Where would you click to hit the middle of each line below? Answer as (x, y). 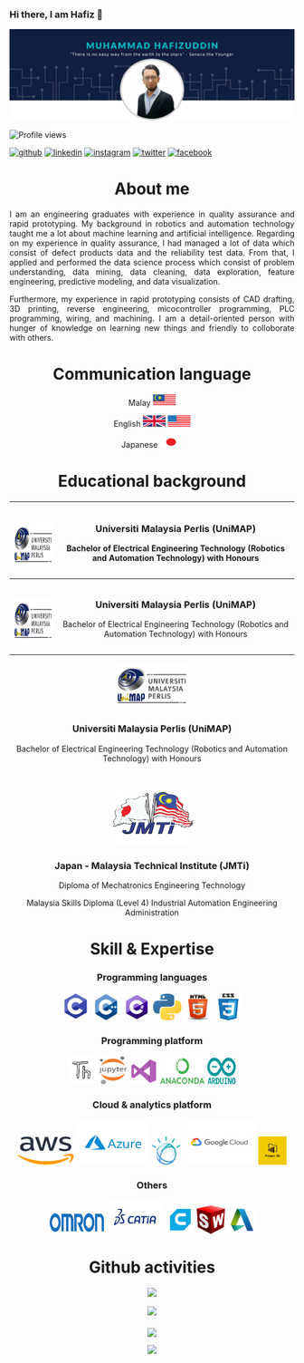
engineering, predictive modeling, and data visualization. (115, 282)
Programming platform (152, 1041)
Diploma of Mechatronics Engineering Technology (152, 885)
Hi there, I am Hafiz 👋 (56, 14)
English (127, 424)
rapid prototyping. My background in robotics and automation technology (152, 224)
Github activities (152, 1267)
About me (152, 189)
